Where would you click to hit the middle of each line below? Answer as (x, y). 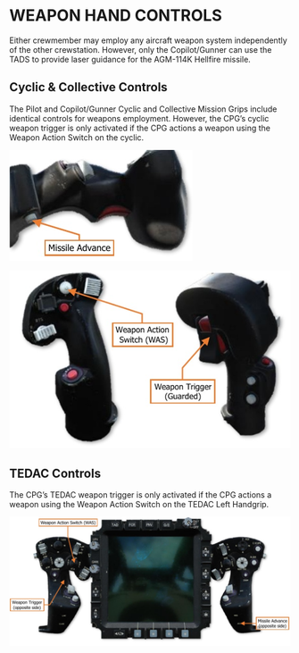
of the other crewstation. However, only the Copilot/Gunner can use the (141, 49)
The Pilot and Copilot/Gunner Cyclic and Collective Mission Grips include (143, 109)
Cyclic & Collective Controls (88, 87)
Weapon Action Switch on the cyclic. (77, 137)
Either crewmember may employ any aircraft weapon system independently (148, 40)
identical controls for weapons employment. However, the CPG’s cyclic (139, 118)
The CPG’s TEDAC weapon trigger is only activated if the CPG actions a (141, 494)
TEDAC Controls (55, 473)
